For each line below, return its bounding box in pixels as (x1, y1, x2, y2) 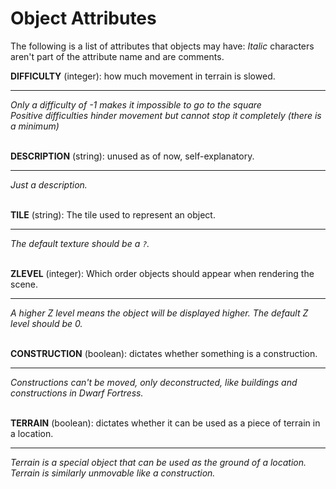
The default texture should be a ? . (10, 237, 150, 249)
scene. (10, 278, 39, 290)
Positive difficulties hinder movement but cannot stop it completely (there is (10, 109, 322, 121)
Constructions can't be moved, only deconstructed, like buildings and (10, 376, 298, 388)
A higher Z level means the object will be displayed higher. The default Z (10, 307, 309, 319)
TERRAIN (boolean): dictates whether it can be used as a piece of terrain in (10, 417, 321, 429)
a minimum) (10, 120, 60, 132)
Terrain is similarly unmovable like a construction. (10, 467, 216, 479)
